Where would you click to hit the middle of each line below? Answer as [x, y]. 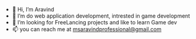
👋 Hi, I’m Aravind [33, 9]
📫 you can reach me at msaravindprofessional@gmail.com [87, 29]
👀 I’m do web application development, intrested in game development [101, 16]
